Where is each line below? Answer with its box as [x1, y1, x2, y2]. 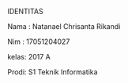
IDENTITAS [7, 7, 44, 16]
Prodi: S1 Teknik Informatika [7, 67, 98, 77]
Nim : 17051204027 [7, 37, 70, 46]
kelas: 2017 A [7, 52, 51, 61]
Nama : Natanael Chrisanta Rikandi [7, 22, 121, 31]
